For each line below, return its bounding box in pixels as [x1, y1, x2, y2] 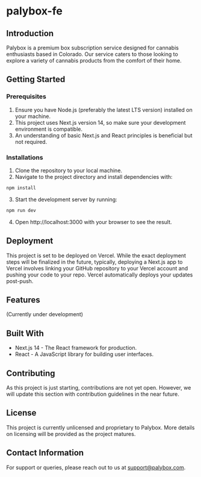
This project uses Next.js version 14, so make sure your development [14, 119, 186, 126]
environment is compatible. [14, 125, 83, 132]
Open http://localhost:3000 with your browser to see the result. [14, 218, 173, 225]
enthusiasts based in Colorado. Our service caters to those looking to [6, 51, 179, 58]
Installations [6, 153, 43, 161]
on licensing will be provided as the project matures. [6, 430, 136, 437]
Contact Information [6, 447, 84, 458]
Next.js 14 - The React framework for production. [14, 344, 137, 352]
